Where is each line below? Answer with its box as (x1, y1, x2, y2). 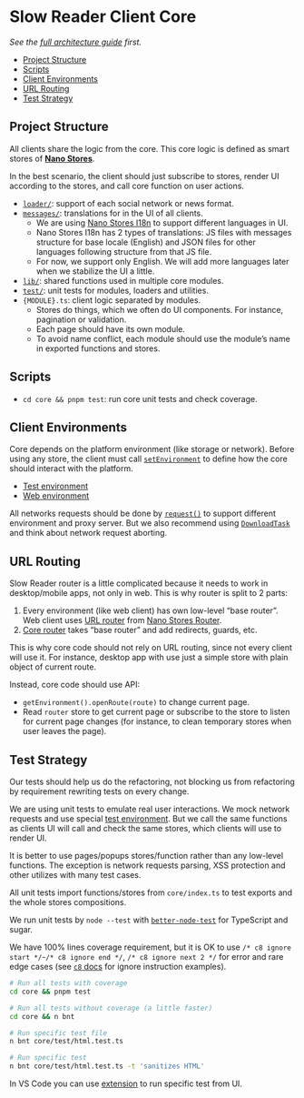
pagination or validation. (35, 314, 127, 325)
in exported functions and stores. (35, 343, 161, 354)
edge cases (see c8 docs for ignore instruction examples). (9, 962, 227, 972)
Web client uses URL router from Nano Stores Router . (22, 615, 222, 626)
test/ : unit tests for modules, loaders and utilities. (22, 285, 209, 296)
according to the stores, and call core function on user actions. (9, 180, 245, 191)
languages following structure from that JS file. (35, 246, 212, 257)
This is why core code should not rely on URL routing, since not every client (9, 642, 293, 653)
